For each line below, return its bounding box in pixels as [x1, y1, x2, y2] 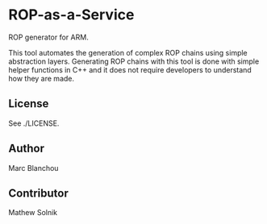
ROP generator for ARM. [8, 32, 89, 42]
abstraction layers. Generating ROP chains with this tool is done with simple [8, 56, 260, 66]
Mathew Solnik [8, 208, 58, 218]
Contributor [8, 186, 69, 200]
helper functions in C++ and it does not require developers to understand [8, 64, 252, 74]
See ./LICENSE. [8, 118, 60, 128]
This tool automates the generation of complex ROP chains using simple [8, 48, 248, 57]
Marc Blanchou [8, 163, 59, 172]
